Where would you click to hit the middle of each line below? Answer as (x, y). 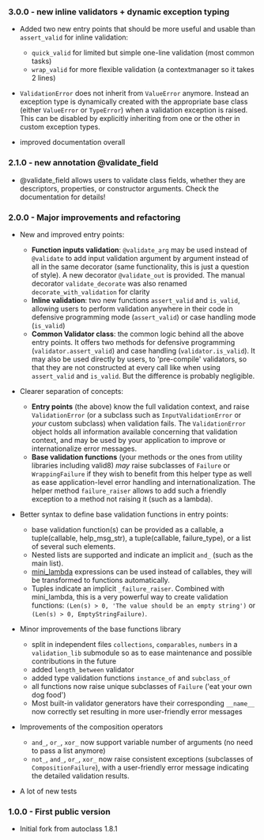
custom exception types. (60, 127)
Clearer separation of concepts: (72, 391)
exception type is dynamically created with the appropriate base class (134, 102)
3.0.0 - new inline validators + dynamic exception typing (119, 12)
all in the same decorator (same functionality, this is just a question (140, 267)
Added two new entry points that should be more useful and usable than (137, 29)
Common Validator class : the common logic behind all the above (138, 334)
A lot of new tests (48, 791)
